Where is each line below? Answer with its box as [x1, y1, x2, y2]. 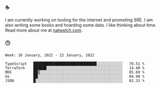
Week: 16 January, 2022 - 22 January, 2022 [5, 53, 95, 57]
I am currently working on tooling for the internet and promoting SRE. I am [5, 17, 153, 23]
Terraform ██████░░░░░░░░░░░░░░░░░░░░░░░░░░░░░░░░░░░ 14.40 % [5, 65, 145, 70]
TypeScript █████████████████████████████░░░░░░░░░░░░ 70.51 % [5, 61, 145, 66]
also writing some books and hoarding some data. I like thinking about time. [5, 22, 157, 28]
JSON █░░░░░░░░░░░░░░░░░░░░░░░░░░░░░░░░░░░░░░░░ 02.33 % [5, 78, 145, 83]
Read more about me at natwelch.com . [5, 27, 83, 33]
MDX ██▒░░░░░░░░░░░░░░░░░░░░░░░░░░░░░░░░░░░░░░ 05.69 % [5, 70, 145, 74]
